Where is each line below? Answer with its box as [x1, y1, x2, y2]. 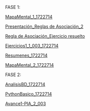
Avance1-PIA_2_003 [5, 101, 46, 107]
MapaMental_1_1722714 [5, 14, 52, 19]
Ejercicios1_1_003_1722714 [5, 43, 59, 49]
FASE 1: [5, 4, 20, 10]
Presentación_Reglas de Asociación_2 [5, 23, 83, 29]
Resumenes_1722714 [5, 52, 48, 58]
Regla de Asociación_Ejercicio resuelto [5, 33, 85, 39]
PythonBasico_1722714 [5, 91, 52, 97]
